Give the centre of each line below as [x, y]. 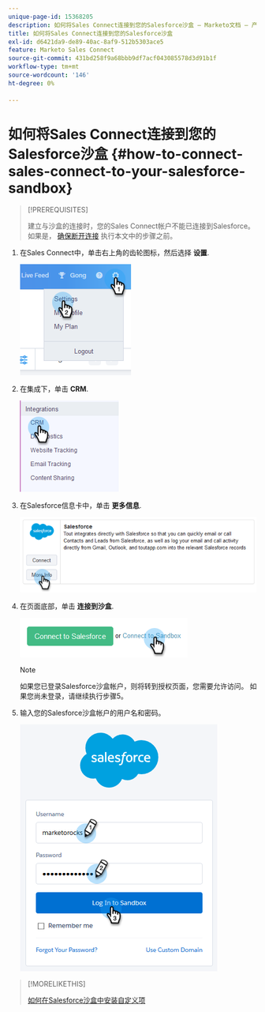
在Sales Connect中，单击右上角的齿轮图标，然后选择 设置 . [114, 253]
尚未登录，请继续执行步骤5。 [81, 696]
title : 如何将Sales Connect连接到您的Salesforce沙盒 [91, 33]
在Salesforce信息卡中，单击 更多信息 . [80, 506]
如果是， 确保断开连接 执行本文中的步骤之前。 [102, 236]
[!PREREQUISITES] [58, 210]
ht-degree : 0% [32, 83]
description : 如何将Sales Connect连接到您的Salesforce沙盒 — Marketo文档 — [128, 25]
